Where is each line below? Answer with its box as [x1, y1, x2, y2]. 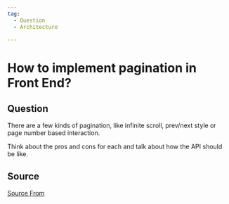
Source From [7, 189, 45, 198]
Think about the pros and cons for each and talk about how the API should [7, 142, 223, 151]
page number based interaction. [7, 129, 100, 137]
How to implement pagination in [7, 60, 197, 76]
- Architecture [13, 23, 58, 30]
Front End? [7, 75, 72, 91]
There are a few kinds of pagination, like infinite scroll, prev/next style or [7, 121, 216, 130]
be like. [7, 150, 29, 158]
